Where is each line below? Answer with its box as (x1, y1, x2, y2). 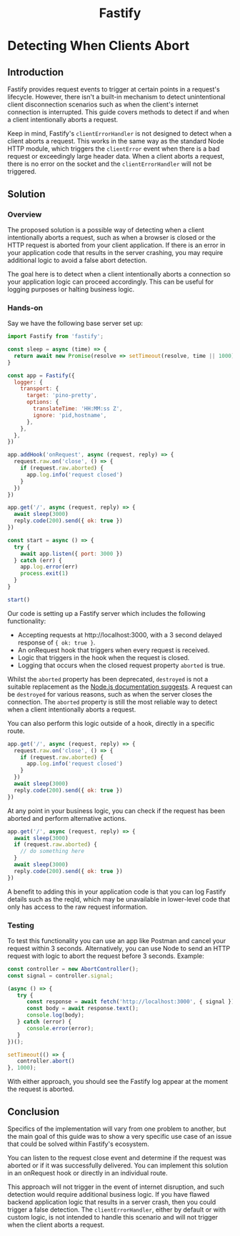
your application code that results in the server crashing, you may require (7, 248, 224, 256)
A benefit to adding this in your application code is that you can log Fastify (7, 887, 226, 896)
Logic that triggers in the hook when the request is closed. (17, 653, 190, 662)
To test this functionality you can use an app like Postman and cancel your (7, 936, 226, 945)
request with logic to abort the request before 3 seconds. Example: (7, 952, 205, 960)
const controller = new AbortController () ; (7, 965, 139, 972)
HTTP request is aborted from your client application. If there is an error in (7, 241, 226, 249)
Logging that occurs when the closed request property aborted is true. (17, 661, 225, 669)
